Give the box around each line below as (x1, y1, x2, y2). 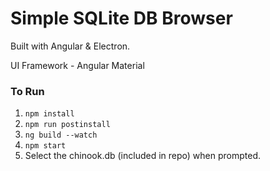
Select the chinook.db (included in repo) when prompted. (24, 150, 261, 162)
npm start (24, 141, 67, 151)
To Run (10, 84, 45, 98)
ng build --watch (24, 130, 98, 141)
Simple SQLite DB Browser (10, 7, 233, 30)
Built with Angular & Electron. (10, 40, 131, 52)
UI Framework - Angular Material (10, 59, 145, 71)
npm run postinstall (24, 120, 111, 130)
